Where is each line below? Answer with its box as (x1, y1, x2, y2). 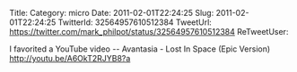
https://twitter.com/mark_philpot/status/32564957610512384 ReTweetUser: (9, 27, 289, 36)
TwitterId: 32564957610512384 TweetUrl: (57, 17, 213, 28)
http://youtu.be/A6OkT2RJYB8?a (9, 53, 131, 63)
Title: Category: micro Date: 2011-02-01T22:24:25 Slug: (9, 8, 214, 18)
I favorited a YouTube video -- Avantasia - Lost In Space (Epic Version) (9, 44, 271, 54)
